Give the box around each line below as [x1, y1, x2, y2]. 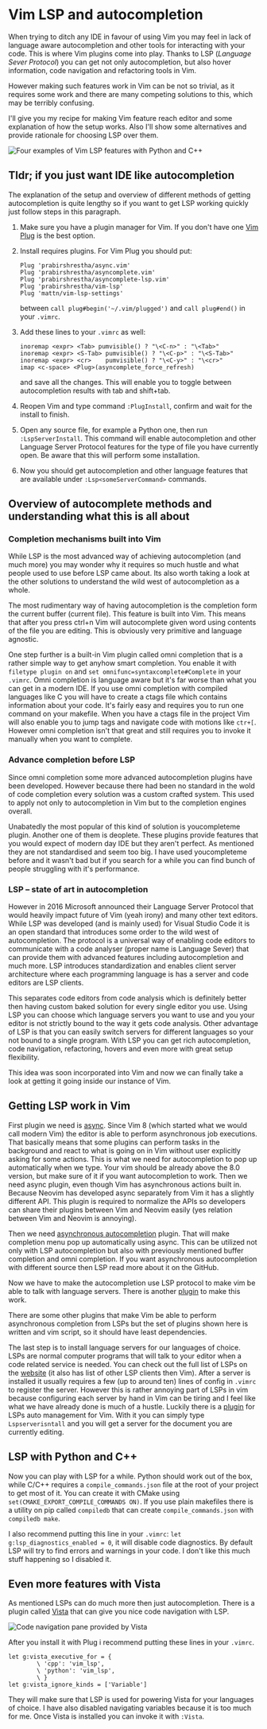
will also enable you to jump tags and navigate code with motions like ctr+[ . [8, 717, 257, 727]
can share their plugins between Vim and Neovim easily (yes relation [8, 1205, 233, 1214]
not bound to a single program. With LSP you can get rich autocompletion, [8, 1035, 251, 1045]
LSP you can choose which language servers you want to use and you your [8, 1010, 255, 1020]
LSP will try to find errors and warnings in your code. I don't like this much [8, 1545, 250, 1556]
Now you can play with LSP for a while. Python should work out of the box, [8, 1471, 253, 1481]
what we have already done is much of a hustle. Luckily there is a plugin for [8, 1401, 256, 1411]
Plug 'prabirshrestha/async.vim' [19, 261, 131, 270]
